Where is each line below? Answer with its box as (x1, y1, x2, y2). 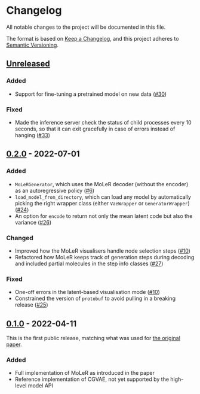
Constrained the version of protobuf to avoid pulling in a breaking (14, 295, 176, 302)
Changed (6, 234, 34, 242)
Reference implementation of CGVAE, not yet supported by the (14, 375, 169, 383)
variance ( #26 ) (14, 219, 52, 226)
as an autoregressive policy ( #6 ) (14, 187, 94, 194)
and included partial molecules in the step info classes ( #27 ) (14, 260, 164, 267)
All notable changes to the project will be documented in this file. (6, 23, 166, 31)
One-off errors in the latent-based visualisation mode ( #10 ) (14, 289, 160, 296)
